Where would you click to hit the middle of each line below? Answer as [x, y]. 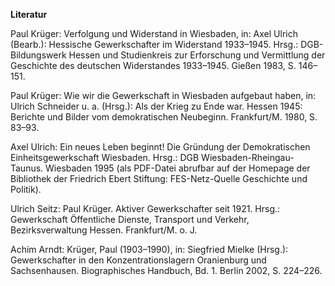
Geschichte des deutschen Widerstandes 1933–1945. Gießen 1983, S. [153, 65]
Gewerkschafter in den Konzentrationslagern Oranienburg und [138, 260]
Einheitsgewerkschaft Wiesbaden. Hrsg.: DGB [105, 157]
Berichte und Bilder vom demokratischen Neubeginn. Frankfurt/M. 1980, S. [164, 117]
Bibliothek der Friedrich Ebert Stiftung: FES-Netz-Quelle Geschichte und [159, 178]
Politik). [26, 189]
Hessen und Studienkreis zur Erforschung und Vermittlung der [197, 55]
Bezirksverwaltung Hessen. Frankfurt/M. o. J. [104, 230]
